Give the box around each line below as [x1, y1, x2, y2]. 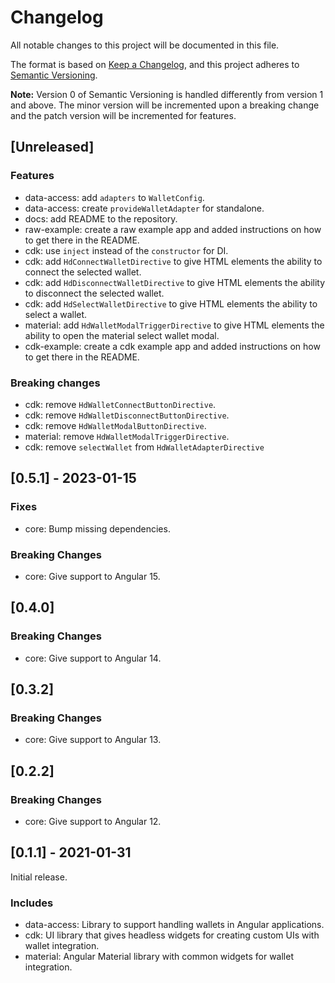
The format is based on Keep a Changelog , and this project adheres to [10, 58, 300, 70]
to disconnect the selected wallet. [24, 287, 165, 299]
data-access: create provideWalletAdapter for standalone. [24, 202, 265, 214]
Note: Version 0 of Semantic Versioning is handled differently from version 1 [10, 88, 324, 100]
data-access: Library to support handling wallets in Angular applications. [24, 919, 325, 931]
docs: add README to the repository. [24, 212, 178, 225]
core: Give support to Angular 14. [24, 652, 162, 664]
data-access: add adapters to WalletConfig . [24, 191, 205, 203]
